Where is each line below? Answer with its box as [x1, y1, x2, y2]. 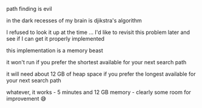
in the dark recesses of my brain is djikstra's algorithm [6, 17, 142, 24]
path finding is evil [6, 5, 53, 12]
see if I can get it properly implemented [6, 35, 105, 42]
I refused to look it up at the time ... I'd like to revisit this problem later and [6, 29, 190, 36]
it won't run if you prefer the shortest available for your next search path [6, 59, 187, 66]
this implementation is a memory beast [6, 47, 103, 54]
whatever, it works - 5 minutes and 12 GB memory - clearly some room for [6, 89, 191, 96]
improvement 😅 [6, 95, 47, 102]
